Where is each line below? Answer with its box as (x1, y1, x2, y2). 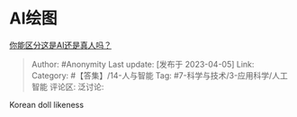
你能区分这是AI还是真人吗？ (9, 40, 112, 50)
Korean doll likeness (9, 99, 84, 110)
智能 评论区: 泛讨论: (31, 81, 104, 92)
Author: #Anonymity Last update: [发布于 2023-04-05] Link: (31, 58, 255, 69)
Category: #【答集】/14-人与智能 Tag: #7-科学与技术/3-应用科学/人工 (31, 69, 288, 81)
